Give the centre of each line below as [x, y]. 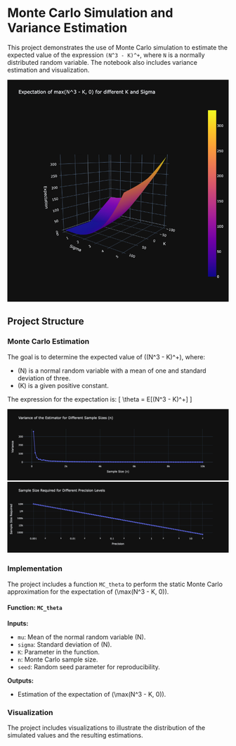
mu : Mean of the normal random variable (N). [81, 637]
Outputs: [20, 680]
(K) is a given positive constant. [63, 385]
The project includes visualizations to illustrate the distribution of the [106, 728]
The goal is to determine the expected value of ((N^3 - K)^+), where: [106, 356]
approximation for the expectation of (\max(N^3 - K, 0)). [88, 591]
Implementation [35, 568]
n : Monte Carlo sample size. [58, 659]
